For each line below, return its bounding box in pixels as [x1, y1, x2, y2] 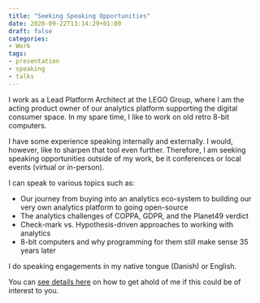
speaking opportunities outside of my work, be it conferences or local [8, 154, 241, 163]
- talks [8, 72, 35, 80]
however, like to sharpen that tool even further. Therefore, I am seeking [8, 145, 246, 154]
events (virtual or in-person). [8, 162, 105, 171]
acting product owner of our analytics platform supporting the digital [8, 103, 238, 113]
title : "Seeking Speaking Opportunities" [8, 11, 151, 20]
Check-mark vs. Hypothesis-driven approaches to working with [19, 219, 234, 229]
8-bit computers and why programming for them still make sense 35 [19, 236, 249, 246]
